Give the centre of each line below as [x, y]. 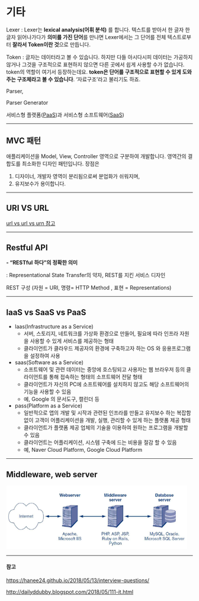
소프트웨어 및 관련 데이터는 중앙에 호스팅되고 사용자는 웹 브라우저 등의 [104, 369]
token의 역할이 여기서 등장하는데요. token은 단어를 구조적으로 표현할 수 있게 [94, 72]
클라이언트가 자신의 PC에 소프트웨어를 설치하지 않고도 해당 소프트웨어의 [106, 384]
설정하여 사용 [45, 356]
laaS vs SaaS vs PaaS [46, 312]
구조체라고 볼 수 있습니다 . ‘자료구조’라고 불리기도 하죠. [79, 79]
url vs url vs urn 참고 [31, 223]
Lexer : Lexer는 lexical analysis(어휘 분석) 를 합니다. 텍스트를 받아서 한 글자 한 [98, 30]
